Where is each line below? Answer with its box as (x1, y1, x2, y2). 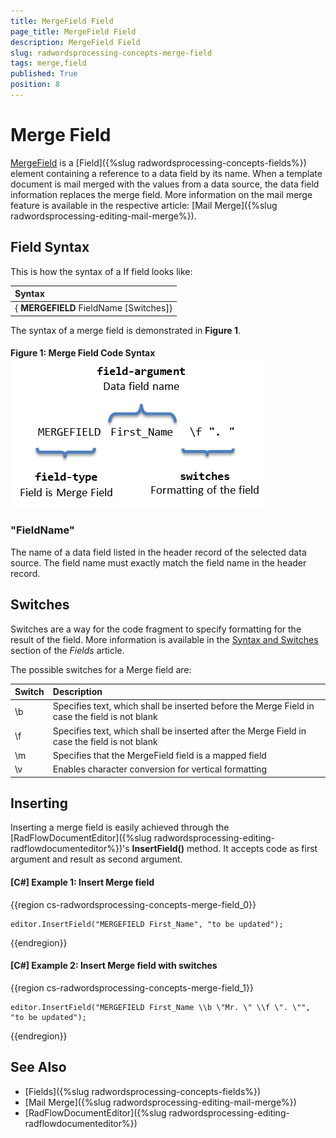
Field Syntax (10, 239, 90, 256)
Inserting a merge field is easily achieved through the (10, 821, 230, 834)
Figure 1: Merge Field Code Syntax (10, 347, 156, 359)
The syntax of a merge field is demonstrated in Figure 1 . (10, 324, 242, 336)
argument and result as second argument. (10, 853, 183, 865)
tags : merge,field (10, 58, 87, 69)
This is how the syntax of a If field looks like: (10, 265, 193, 277)
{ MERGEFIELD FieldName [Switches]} (14, 302, 173, 314)
